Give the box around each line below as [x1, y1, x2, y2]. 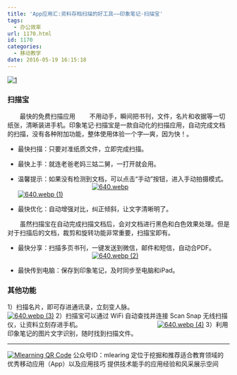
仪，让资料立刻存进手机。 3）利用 [7, 321, 229, 329]
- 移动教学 [13, 50, 42, 57]
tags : [7, 17, 23, 24]
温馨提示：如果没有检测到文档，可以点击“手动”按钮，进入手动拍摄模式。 [17, 174, 228, 184]
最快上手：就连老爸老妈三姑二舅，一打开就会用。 [17, 160, 160, 168]
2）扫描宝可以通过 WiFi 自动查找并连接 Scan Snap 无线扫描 [55, 311, 228, 320]
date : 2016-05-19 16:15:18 [7, 56, 87, 64]
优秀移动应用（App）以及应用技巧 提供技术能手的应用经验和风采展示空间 [7, 359, 219, 368]
